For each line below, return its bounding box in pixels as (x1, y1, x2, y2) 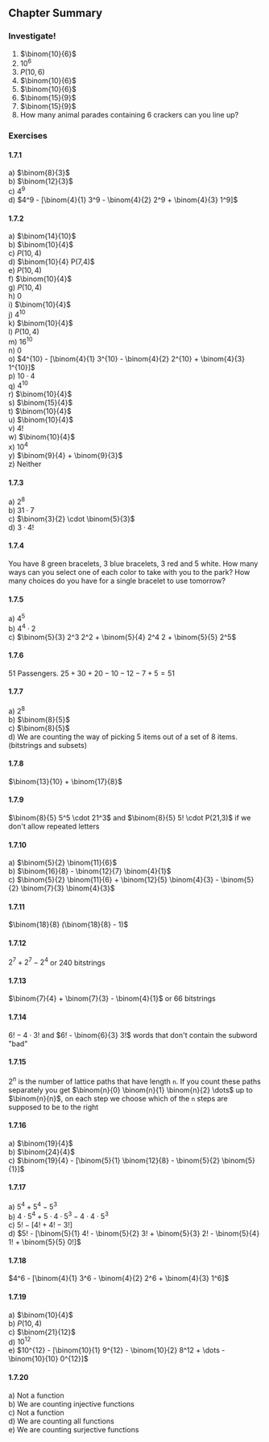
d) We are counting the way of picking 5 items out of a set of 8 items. (8, 732, 238, 742)
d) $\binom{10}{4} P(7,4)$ (8, 257, 95, 267)
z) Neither (8, 459, 42, 469)
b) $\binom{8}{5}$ (8, 714, 71, 724)
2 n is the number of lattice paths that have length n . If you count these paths (8, 1075, 262, 1086)
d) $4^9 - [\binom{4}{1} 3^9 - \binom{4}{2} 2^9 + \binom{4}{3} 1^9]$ (8, 195, 238, 205)
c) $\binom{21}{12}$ (8, 1327, 77, 1337)
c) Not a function (8, 1407, 64, 1417)
